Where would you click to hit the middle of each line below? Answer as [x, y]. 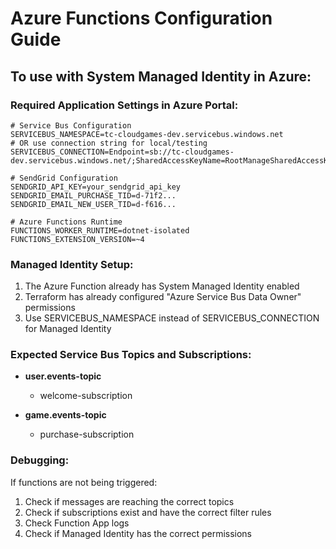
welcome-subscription [86, 396]
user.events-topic [63, 376]
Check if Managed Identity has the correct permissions [138, 533]
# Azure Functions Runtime [66, 222]
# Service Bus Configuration [71, 125]
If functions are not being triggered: [84, 482]
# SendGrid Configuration [64, 178]
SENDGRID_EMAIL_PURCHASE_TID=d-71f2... [93, 195]
